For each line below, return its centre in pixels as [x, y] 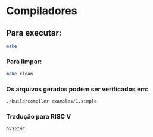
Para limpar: [24, 62]
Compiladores [42, 11]
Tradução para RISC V [39, 117]
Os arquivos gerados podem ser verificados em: [77, 89]
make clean [20, 74]
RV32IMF [16, 129]
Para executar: [34, 33]
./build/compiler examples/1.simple [51, 101]
